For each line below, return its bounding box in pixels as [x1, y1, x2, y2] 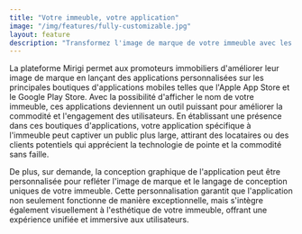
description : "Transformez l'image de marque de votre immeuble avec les [9, 38, 293, 48]
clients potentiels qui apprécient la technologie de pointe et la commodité [9, 139, 282, 150]
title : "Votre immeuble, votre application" [9, 13, 179, 22]
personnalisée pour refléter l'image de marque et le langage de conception [9, 176, 288, 187]
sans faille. [9, 149, 50, 160]
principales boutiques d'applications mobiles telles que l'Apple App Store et [9, 82, 290, 93]
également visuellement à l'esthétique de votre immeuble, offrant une [9, 204, 268, 216]
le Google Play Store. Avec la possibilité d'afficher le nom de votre [9, 92, 254, 103]
